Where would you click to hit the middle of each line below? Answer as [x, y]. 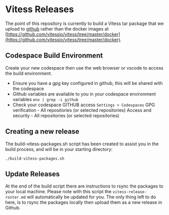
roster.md [16, 197]
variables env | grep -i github [45, 99]
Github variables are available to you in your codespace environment [84, 94]
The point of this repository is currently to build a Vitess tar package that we [85, 23]
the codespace [28, 88]
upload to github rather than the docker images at [57, 28]
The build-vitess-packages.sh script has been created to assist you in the [82, 144]
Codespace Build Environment [54, 56]
